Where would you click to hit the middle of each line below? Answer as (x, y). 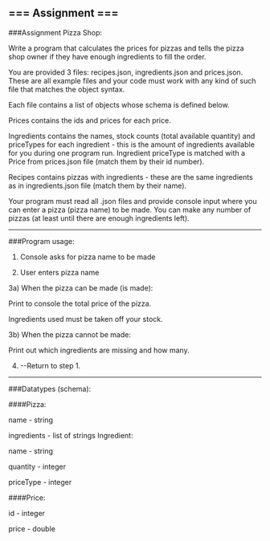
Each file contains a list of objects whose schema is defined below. (119, 104)
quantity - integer (37, 466)
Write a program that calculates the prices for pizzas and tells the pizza (126, 48)
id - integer (27, 513)
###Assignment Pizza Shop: (55, 32)
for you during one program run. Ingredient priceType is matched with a (127, 153)
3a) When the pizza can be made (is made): (81, 287)
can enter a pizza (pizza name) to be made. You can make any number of (130, 209)
